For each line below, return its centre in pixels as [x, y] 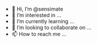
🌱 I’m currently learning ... [43, 21]
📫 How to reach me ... [39, 34]
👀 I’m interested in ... [36, 15]
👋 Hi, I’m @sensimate [37, 9]
